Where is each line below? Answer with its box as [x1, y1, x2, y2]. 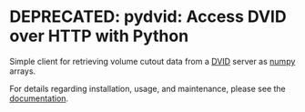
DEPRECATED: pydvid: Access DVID [9, 6, 287, 27]
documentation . [9, 93, 69, 104]
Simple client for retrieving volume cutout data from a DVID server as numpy [9, 56, 296, 66]
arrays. [9, 66, 36, 76]
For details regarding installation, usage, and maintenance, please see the [9, 83, 287, 94]
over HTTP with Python [9, 25, 189, 46]
